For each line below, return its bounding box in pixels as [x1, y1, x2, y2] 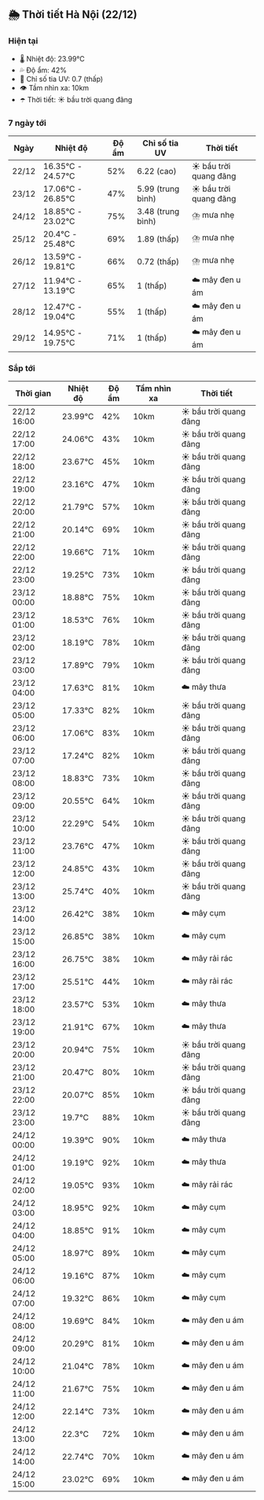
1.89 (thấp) [137, 233, 179, 244]
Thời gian [15, 388, 52, 399]
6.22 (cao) [137, 165, 177, 176]
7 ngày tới [8, 117, 47, 128]
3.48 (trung [137, 205, 180, 216]
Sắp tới [8, 363, 35, 374]
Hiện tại [8, 35, 38, 46]
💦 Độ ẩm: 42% [19, 65, 67, 75]
